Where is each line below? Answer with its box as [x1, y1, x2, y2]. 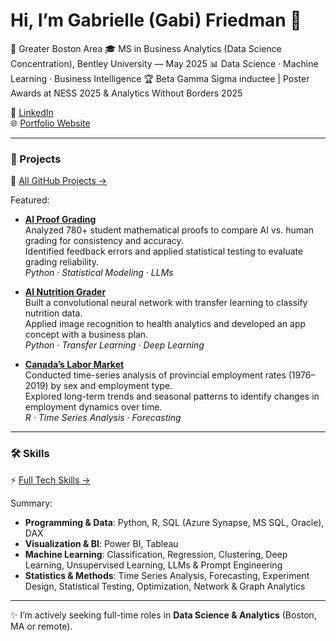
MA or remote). [10, 620, 73, 632]
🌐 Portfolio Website [10, 117, 91, 129]
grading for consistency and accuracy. [24, 235, 184, 247]
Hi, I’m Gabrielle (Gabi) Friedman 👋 [10, 9, 302, 32]
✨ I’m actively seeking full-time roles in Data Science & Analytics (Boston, [10, 609, 317, 621]
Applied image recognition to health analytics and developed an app [24, 318, 307, 330]
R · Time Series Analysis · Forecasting [24, 412, 182, 424]
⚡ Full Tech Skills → [10, 474, 91, 486]
